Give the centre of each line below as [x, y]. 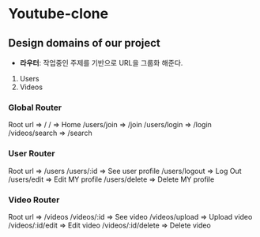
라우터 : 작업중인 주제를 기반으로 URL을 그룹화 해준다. [101, 63]
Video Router [34, 200]
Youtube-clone [58, 14]
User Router [32, 153]
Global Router [35, 107]
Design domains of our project [84, 43]
